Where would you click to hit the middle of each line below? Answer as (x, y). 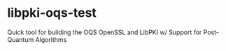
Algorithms (51, 39)
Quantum (21, 39)
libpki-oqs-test (52, 13)
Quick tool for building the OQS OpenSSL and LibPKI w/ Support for (105, 32)
